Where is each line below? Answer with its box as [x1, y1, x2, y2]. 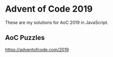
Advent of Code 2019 [5, 3, 93, 15]
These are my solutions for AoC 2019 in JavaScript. [5, 19, 109, 25]
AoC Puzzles [5, 34, 45, 42]
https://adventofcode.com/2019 [5, 46, 69, 52]
